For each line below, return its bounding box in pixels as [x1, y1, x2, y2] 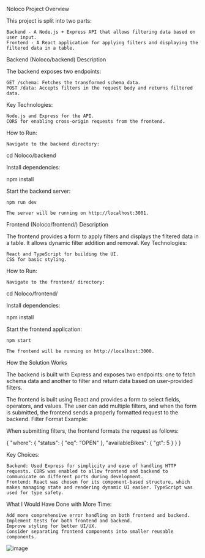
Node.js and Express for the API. [6, 113, 95, 119]
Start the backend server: [6, 187, 71, 195]
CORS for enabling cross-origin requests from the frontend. [6, 118, 166, 125]
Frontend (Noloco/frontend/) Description [6, 221, 109, 228]
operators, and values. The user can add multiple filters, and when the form [6, 402, 197, 409]
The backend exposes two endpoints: [6, 68, 102, 75]
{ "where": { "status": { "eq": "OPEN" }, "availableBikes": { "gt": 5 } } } [6, 439, 182, 446]
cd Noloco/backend [6, 152, 56, 159]
